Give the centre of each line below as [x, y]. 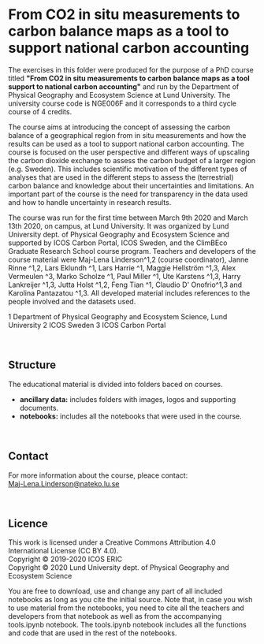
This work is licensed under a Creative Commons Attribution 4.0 [112, 542]
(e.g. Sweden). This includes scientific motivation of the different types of [128, 169]
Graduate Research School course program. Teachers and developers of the [132, 251]
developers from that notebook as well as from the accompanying [115, 616]
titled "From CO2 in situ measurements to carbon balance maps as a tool [129, 78]
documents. [39, 408]
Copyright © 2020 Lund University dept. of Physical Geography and [119, 568]
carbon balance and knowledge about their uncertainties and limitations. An [131, 185]
